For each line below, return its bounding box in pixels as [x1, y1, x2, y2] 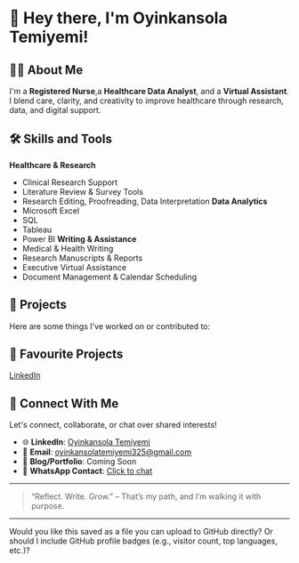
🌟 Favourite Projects [9, 347, 124, 362]
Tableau [21, 224, 53, 235]
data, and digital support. [9, 105, 101, 115]
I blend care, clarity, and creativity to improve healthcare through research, [9, 95, 284, 106]
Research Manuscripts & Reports [21, 253, 143, 263]
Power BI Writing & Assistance [21, 233, 137, 244]
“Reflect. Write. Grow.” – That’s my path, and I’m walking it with [30, 491, 262, 502]
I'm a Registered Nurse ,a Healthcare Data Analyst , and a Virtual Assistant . [9, 86, 289, 96]
